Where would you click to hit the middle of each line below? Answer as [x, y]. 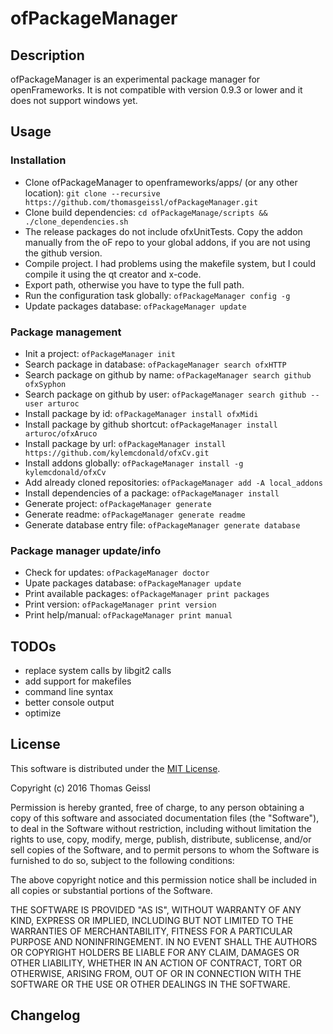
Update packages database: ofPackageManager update [135, 306]
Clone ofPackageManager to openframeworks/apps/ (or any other [161, 182]
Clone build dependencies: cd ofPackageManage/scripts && [146, 212]
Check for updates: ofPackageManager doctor [117, 573]
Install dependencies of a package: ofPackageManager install [152, 493]
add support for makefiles [78, 681]
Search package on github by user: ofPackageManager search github [165, 394]
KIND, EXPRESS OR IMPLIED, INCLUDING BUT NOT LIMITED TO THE [152, 920]
